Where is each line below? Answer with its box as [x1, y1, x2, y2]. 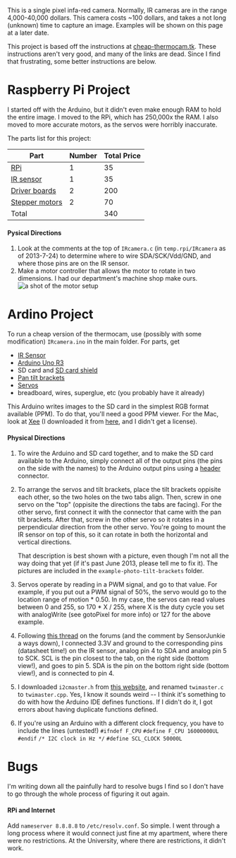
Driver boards [11, 185, 56, 195]
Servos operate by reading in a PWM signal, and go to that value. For [17, 580, 218, 589]
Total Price [104, 151, 141, 160]
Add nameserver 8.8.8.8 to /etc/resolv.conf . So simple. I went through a [7, 821, 221, 830]
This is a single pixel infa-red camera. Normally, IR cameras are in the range [7, 6, 228, 14]
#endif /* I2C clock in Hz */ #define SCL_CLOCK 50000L [17, 735, 182, 743]
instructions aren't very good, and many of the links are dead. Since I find [7, 49, 221, 58]
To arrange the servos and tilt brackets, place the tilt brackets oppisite [17, 486, 221, 494]
